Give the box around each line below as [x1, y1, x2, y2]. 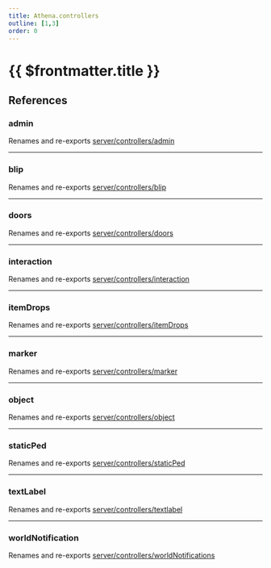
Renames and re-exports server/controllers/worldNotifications [8, 550, 215, 560]
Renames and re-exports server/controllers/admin [8, 136, 175, 146]
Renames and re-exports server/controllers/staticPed [8, 458, 186, 468]
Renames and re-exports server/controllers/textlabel [8, 504, 183, 514]
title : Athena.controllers [8, 11, 99, 20]
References [8, 94, 68, 107]
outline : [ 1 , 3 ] [8, 19, 60, 27]
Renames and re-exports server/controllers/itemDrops [8, 320, 189, 330]
